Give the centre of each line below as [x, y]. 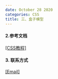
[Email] [13, 71]
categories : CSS [22, 14]
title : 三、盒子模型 [24, 19]
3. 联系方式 [17, 60]
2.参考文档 [16, 35]
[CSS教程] [16, 47]
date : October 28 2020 [29, 10]
